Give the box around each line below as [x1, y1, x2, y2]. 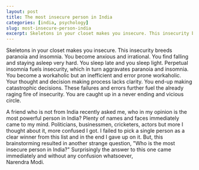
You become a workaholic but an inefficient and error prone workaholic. [6, 72, 182, 79]
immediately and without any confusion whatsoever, [6, 152, 133, 159]
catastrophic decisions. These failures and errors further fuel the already [6, 84, 184, 91]
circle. [6, 97, 22, 104]
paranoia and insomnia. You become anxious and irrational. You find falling [6, 53, 188, 60]
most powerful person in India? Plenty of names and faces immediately [6, 115, 179, 122]
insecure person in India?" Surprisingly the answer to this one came [6, 146, 172, 153]
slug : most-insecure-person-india [6, 25, 92, 31]
